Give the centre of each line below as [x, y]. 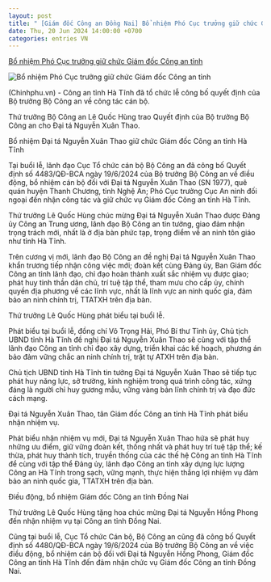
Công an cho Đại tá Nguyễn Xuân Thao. [74, 125]
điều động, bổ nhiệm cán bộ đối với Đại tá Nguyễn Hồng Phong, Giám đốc [131, 554]
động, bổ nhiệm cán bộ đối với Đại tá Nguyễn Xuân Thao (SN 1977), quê [128, 183]
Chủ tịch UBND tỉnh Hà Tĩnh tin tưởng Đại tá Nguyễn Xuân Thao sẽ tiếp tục [133, 373]
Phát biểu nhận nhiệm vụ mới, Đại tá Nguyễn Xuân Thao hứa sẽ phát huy [129, 438]
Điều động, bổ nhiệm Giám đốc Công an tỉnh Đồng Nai [99, 497]
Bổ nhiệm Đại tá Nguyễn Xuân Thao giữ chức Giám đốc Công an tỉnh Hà [128, 141]
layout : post [30, 16]
